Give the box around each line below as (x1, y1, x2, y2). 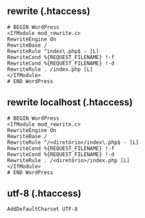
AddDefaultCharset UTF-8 (7, 206, 78, 212)
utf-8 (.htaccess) (7, 188, 82, 199)
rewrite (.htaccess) (7, 6, 91, 17)
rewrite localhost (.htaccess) (7, 96, 133, 109)
